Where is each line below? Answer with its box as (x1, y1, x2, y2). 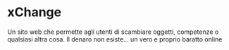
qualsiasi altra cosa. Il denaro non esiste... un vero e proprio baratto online (7, 35, 223, 43)
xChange (7, 4, 62, 20)
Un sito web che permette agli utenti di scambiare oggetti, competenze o (7, 27, 219, 36)
